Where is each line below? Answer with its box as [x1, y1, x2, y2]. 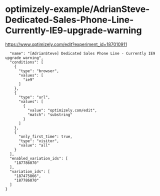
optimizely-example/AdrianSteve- [5, 3, 150, 15]
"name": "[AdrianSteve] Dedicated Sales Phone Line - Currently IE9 [9, 51, 155, 56]
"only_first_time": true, [18, 134, 72, 139]
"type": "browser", [18, 68, 59, 73]
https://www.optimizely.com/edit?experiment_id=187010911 [5, 41, 127, 47]
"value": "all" [18, 142, 50, 148]
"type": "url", [18, 94, 50, 99]
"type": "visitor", [18, 138, 59, 143]
